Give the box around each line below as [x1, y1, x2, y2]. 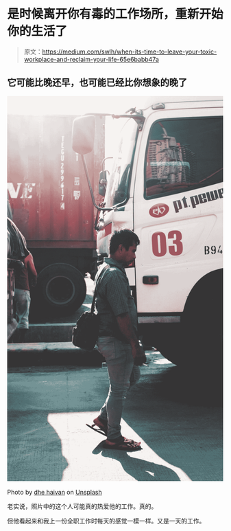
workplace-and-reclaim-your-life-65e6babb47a [23, 55, 159, 63]
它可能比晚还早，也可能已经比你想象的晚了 [7, 77, 187, 89]
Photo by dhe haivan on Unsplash [7, 488, 103, 497]
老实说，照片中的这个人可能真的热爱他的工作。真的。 [7, 502, 158, 510]
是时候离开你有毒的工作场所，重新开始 [7, 6, 224, 22]
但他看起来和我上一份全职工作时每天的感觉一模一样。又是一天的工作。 [7, 517, 206, 526]
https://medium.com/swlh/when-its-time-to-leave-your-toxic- [42, 47, 217, 56]
